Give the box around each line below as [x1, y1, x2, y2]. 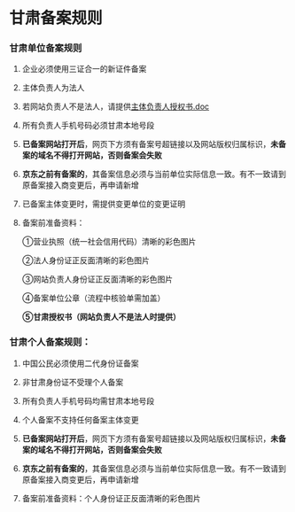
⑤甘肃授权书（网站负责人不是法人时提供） [21, 312, 182, 322]
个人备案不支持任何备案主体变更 [21, 414, 139, 425]
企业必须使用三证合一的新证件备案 [21, 64, 147, 74]
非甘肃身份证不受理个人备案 [21, 376, 124, 387]
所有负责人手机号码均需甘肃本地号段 [21, 395, 155, 406]
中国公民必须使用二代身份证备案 [21, 358, 139, 368]
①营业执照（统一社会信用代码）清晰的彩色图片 [21, 237, 197, 247]
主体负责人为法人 [21, 82, 85, 93]
